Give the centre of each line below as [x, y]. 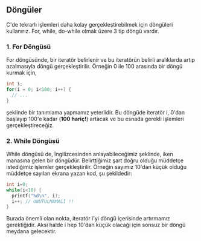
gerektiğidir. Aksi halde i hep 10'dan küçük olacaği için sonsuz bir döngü [96, 225]
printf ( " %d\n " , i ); [36, 196]
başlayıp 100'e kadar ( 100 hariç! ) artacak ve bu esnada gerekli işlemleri [95, 119]
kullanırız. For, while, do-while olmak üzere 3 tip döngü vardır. [83, 31]
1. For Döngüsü [29, 47]
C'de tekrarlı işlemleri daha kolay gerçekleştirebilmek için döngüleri [90, 24]
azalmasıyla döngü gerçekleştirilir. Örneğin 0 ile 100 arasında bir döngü [94, 67]
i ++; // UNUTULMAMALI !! [43, 201]
